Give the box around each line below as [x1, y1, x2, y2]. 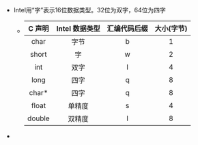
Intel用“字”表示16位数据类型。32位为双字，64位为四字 [13, 6, 166, 14]
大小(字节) [154, 24, 188, 33]
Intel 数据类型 [56, 24, 100, 33]
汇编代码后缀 [107, 24, 148, 33]
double [27, 114, 50, 123]
